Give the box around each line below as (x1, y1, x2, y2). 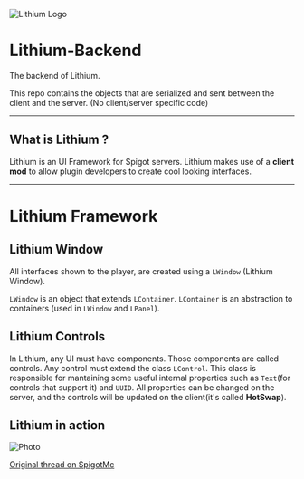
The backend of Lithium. (9, 70, 100, 81)
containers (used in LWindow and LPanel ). (9, 302, 160, 313)
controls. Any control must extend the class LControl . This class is (9, 362, 256, 373)
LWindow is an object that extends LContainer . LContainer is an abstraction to (9, 292, 293, 303)
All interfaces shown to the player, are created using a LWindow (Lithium (9, 265, 273, 276)
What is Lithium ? (9, 132, 109, 148)
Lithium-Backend (9, 41, 142, 61)
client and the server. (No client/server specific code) (9, 97, 209, 108)
